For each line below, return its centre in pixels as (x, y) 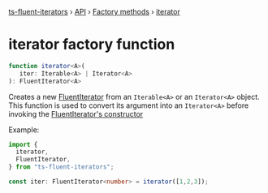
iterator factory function (92, 45)
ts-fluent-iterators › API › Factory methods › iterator (94, 12)
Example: (24, 130)
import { (23, 144)
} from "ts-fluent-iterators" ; (61, 167)
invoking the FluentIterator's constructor (76, 114)
